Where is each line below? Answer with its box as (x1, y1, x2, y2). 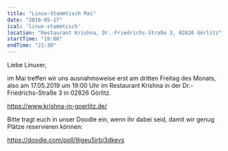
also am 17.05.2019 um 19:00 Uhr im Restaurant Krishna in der (7, 82, 181, 89)
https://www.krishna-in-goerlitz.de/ (7, 102, 107, 110)
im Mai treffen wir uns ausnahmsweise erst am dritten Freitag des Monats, (7, 74, 216, 82)
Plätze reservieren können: (7, 123, 84, 130)
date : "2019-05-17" (7, 16, 63, 23)
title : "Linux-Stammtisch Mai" (7, 10, 97, 17)
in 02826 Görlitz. (64, 89, 112, 97)
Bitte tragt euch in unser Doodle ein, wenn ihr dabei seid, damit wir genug (7, 115, 215, 124)
